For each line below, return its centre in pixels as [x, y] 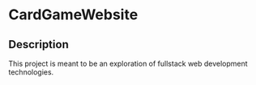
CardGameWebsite [73, 15]
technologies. [31, 72]
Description [38, 45]
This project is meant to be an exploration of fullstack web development [128, 63]
